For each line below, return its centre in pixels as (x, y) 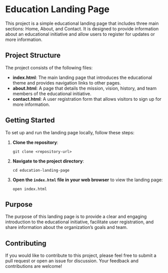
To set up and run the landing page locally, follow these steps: (70, 132)
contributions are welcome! (34, 266)
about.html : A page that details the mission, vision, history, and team (85, 88)
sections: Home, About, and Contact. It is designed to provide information (82, 28)
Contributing (26, 243)
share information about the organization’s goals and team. (67, 227)
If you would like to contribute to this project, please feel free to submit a (81, 256)
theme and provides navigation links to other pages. (67, 83)
